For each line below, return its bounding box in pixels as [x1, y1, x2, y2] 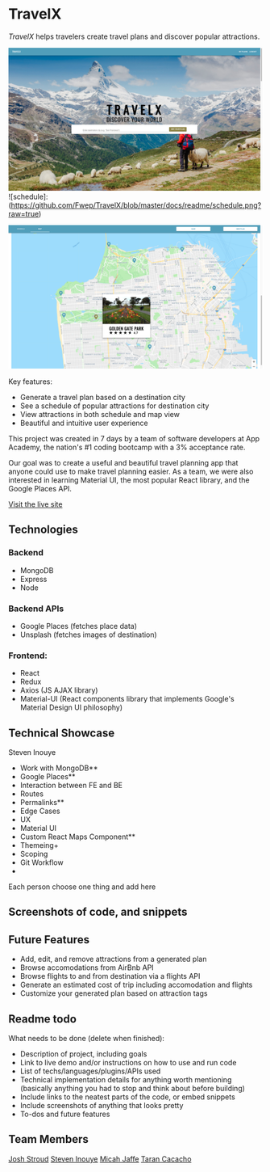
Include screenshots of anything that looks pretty [19, 1101, 184, 1111]
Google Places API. [8, 483, 73, 493]
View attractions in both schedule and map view [19, 409, 180, 419]
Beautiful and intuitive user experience [19, 418, 149, 428]
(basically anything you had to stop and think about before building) [19, 1084, 246, 1094]
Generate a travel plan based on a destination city [19, 392, 185, 402]
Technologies [8, 523, 79, 537]
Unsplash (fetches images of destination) [19, 630, 157, 639]
